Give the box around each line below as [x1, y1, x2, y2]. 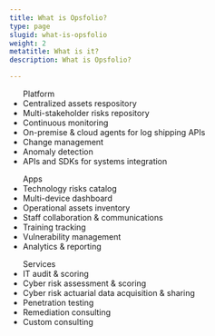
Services [22, 259, 56, 269]
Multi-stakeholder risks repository [22, 108, 150, 118]
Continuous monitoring [22, 117, 109, 128]
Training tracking [22, 222, 86, 232]
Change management [22, 137, 104, 147]
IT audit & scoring [22, 269, 89, 279]
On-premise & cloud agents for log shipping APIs [22, 127, 206, 137]
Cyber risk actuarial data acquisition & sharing [22, 288, 195, 298]
